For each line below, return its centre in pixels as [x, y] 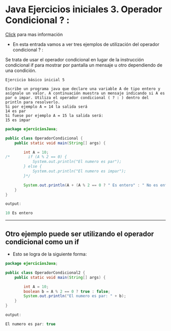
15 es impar [18, 120]
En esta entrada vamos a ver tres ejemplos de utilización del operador [86, 44]
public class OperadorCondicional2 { [45, 273]
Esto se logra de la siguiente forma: [50, 254]
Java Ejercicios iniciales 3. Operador [84, 9]
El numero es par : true [31, 324]
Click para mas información [34, 34]
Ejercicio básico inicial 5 [35, 80]
